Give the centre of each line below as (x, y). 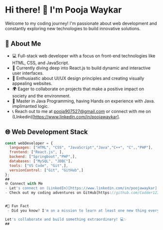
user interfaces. (28, 73)
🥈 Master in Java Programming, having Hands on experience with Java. (83, 101)
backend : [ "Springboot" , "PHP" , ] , (43, 157)
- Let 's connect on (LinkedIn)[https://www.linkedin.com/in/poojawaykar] (81, 188)
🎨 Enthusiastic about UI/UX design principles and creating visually (78, 78)
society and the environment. (41, 96)
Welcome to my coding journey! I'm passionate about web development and (81, 23)
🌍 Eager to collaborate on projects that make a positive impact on (78, 89)
